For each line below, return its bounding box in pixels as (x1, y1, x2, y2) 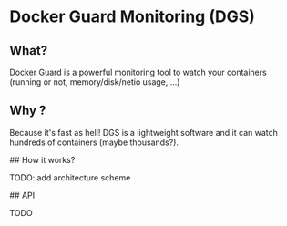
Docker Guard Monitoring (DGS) (9, 6, 255, 27)
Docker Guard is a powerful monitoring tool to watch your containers (9, 67, 267, 77)
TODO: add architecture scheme (9, 171, 131, 183)
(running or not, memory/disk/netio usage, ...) (9, 77, 180, 87)
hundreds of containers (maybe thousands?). (9, 137, 179, 148)
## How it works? (9, 154, 76, 165)
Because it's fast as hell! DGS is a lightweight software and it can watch (9, 127, 278, 138)
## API (9, 190, 36, 200)
